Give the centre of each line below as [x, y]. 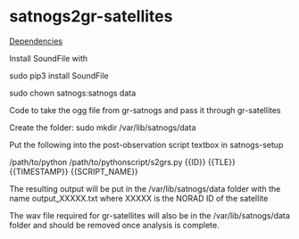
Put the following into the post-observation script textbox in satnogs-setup [146, 144]
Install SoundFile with [48, 58]
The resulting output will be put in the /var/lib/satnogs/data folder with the [145, 188]
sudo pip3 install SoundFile [59, 75]
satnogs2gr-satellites [91, 16]
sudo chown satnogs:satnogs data [73, 93]
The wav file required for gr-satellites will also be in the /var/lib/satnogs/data [149, 215]
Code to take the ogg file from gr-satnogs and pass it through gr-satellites [145, 110]
